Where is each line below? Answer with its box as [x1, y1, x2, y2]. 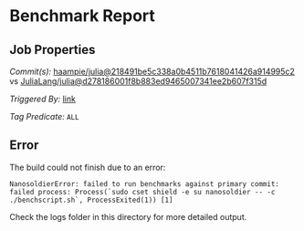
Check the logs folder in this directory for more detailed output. [9, 211, 247, 222]
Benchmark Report [9, 5, 155, 26]
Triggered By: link [9, 93, 76, 104]
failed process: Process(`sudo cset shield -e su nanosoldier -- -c [9, 187, 276, 196]
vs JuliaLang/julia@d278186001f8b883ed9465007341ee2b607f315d [9, 76, 267, 87]
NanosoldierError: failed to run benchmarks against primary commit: [9, 179, 280, 188]
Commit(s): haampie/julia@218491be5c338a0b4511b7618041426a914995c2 [9, 66, 295, 77]
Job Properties [9, 42, 96, 58]
